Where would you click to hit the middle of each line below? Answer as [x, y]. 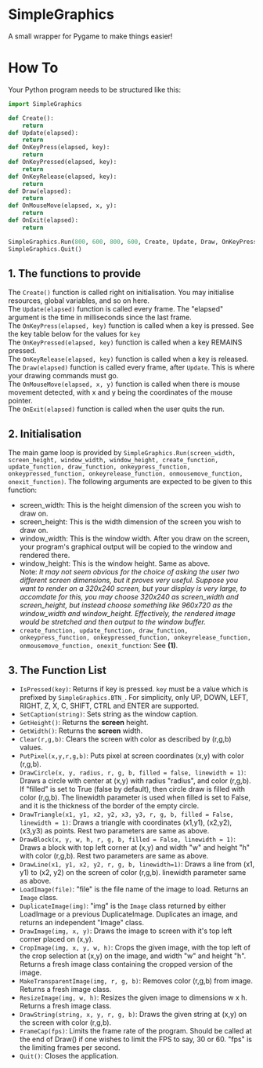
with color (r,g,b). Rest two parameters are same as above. [114, 855]
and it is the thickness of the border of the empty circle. [109, 805]
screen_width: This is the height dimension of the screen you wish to [130, 505]
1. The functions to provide [75, 273]
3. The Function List [58, 670]
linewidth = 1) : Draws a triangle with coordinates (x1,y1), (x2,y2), [126, 822]
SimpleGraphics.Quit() [45, 249]
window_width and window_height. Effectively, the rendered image [128, 614]
